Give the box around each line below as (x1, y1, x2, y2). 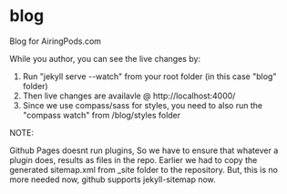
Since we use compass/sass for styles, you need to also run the (22, 99, 262, 110)
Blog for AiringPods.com (9, 36, 102, 46)
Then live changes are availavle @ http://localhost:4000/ (22, 90, 236, 101)
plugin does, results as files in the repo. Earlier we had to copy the (9, 154, 258, 165)
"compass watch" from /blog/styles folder (22, 109, 181, 120)
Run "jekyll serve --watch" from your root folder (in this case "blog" (22, 70, 277, 82)
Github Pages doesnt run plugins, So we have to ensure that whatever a (9, 145, 279, 156)
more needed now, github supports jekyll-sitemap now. (9, 174, 216, 185)
